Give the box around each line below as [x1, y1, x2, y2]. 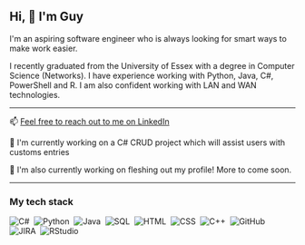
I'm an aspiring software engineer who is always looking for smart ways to [9, 33, 288, 44]
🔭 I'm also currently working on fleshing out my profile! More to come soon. [9, 164, 292, 175]
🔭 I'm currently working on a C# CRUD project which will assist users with [9, 137, 286, 148]
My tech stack [9, 195, 74, 208]
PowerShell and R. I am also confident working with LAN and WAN [9, 79, 257, 91]
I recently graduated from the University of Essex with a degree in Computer [9, 60, 295, 71]
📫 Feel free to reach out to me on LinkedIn [9, 115, 170, 127]
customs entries [9, 146, 70, 157]
